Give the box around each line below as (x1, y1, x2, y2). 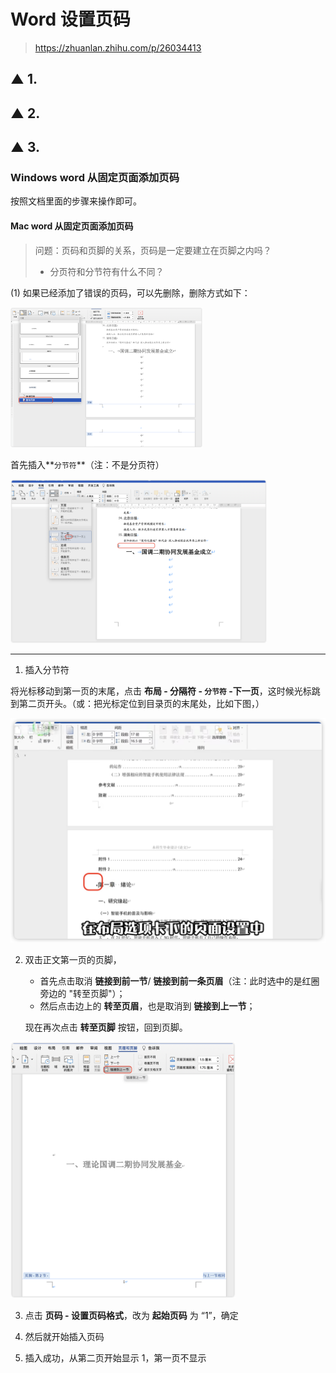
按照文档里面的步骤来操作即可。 (10, 195, 142, 207)
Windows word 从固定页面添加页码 (10, 171, 180, 185)
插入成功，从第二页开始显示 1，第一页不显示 (24, 1351, 207, 1364)
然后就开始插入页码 (24, 1330, 105, 1342)
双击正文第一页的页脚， (24, 954, 122, 966)
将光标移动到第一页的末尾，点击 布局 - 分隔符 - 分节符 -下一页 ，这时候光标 (10, 685, 312, 697)
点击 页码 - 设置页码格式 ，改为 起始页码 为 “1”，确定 (24, 1309, 239, 1321)
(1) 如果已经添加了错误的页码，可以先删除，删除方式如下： (10, 286, 251, 299)
